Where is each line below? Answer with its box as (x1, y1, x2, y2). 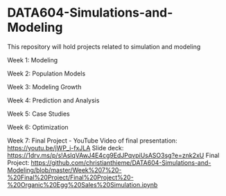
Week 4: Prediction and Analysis (7, 96, 100, 105)
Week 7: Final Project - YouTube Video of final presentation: (7, 136, 178, 145)
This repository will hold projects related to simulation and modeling (7, 42, 201, 51)
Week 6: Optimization (7, 123, 69, 131)
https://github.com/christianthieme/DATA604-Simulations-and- (31, 158, 211, 167)
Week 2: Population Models (7, 69, 86, 78)
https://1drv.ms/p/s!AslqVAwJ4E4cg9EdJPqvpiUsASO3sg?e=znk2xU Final (7, 151, 220, 159)
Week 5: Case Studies (7, 109, 71, 118)
